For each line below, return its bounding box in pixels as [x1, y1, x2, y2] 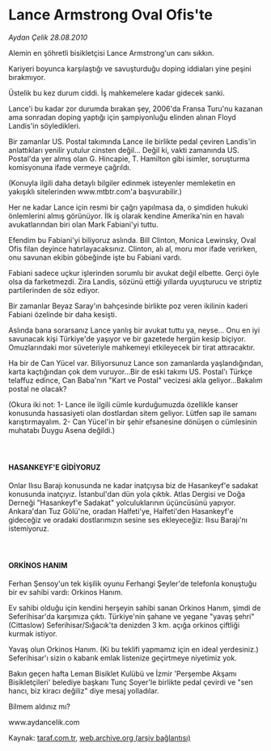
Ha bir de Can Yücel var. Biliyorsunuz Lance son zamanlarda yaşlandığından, [8, 358, 264, 367]
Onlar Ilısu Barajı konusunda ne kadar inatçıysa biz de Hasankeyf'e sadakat [8, 480, 259, 490]
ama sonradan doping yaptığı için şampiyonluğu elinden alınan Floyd [8, 112, 236, 122]
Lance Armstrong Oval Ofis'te [8, 6, 213, 24]
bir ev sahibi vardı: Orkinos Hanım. [8, 587, 123, 596]
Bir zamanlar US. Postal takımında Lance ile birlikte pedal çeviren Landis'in [8, 136, 256, 146]
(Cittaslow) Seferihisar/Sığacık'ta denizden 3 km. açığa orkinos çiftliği [8, 620, 240, 630]
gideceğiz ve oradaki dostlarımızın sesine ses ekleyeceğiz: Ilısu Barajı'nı [8, 515, 248, 524]
